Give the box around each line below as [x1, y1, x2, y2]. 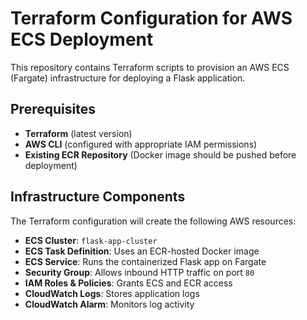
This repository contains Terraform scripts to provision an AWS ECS [10, 61, 290, 73]
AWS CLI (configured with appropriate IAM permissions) [24, 138, 258, 150]
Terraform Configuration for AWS [10, 7, 293, 30]
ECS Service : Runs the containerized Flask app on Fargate [24, 255, 267, 267]
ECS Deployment [10, 28, 154, 51]
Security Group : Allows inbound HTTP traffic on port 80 [24, 266, 255, 278]
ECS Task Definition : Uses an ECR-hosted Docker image [24, 245, 260, 257]
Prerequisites [10, 101, 96, 118]
